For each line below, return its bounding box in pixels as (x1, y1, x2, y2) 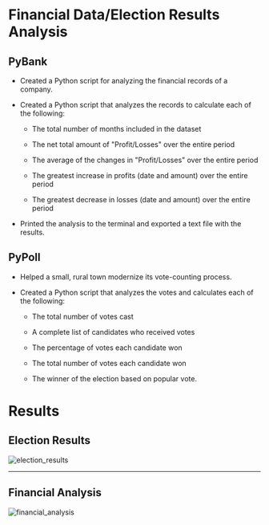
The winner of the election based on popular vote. (31, 373, 198, 383)
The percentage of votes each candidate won (31, 343, 183, 352)
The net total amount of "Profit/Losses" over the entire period (31, 140, 235, 149)
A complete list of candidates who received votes (31, 327, 195, 336)
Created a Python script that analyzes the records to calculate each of (19, 100, 252, 109)
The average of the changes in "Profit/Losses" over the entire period (31, 155, 259, 165)
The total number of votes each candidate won (31, 358, 187, 368)
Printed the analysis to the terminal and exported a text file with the (19, 219, 242, 228)
